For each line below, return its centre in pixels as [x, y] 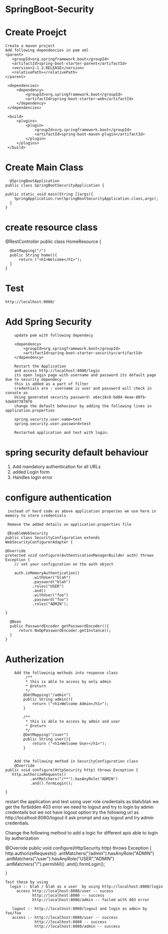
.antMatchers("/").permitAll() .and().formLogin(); [55, 864]
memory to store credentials [36, 515]
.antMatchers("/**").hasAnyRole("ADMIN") [74, 779]
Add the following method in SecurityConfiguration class [76, 761]
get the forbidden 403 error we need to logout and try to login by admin [79, 807]
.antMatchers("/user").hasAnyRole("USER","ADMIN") [60, 858]
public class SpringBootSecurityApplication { [55, 185]
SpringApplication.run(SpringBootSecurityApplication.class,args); [86, 199]
